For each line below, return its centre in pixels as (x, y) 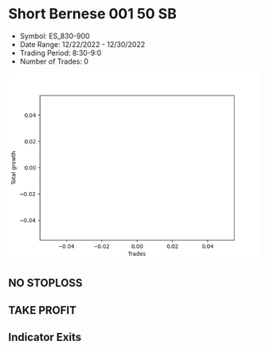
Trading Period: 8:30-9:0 (61, 53)
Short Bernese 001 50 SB (92, 14)
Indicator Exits (45, 337)
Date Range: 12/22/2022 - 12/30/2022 (82, 44)
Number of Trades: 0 (54, 61)
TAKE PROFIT (43, 310)
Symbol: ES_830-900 (55, 36)
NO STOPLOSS (45, 283)
